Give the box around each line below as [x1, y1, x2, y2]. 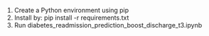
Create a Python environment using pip [14, 6, 129, 14]
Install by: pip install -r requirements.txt [14, 13, 129, 22]
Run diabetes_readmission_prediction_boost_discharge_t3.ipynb [14, 21, 203, 29]
